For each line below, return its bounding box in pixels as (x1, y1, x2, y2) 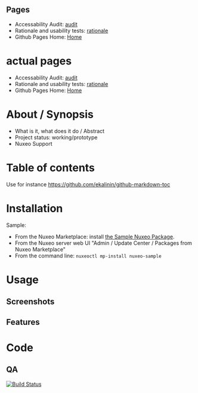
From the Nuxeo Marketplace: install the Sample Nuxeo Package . (14, 233, 175, 240)
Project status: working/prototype (14, 134, 98, 141)
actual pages (6, 54, 72, 67)
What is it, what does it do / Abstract (14, 127, 105, 134)
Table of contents (6, 161, 95, 174)
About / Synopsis (6, 108, 94, 121)
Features (6, 317, 40, 327)
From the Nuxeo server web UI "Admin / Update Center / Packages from (14, 239, 193, 247)
